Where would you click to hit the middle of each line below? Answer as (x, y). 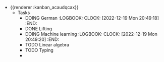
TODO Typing (39, 50)
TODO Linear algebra (47, 45)
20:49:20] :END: (42, 39)
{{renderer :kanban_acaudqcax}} (44, 7)
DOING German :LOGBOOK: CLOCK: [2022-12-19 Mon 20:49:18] (92, 18)
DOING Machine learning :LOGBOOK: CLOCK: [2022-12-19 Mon (91, 34)
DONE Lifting (38, 29)
